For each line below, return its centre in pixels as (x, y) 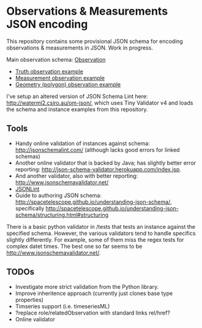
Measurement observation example (60, 78)
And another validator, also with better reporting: (77, 176)
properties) (29, 300)
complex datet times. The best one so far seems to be (74, 246)
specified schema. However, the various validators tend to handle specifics (101, 233)
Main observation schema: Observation (56, 59)
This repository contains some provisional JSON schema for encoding (95, 41)
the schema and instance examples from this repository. (77, 109)
